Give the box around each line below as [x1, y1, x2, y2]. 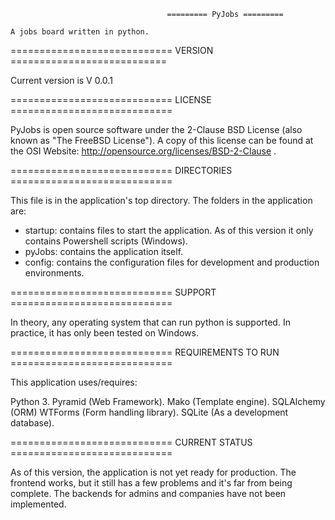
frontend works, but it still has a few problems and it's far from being [10, 477, 293, 489]
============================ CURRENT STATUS [10, 436, 253, 448]
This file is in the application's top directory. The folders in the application [10, 195, 313, 206]
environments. [24, 267, 85, 279]
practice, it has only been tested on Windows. [10, 327, 199, 339]
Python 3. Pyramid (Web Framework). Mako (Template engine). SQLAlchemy [10, 396, 326, 407]
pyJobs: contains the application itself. [24, 246, 184, 257]
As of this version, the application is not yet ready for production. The [10, 466, 297, 478]
